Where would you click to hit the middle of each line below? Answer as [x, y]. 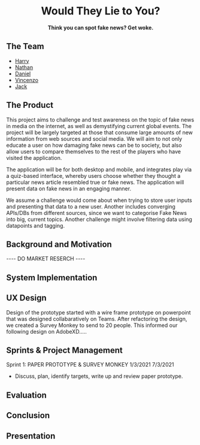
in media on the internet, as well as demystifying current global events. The [99, 126]
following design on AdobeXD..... [46, 331]
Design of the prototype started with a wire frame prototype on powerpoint [99, 312]
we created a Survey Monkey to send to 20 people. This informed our [92, 325]
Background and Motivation [59, 244]
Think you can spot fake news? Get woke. [101, 28]
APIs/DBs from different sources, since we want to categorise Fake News [97, 213]
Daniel [23, 74]
